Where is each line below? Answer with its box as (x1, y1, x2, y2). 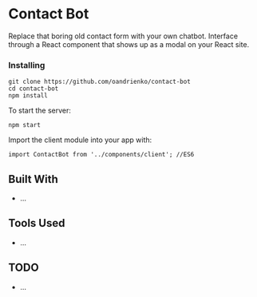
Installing (8, 59, 45, 70)
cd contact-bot (8, 85, 59, 93)
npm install (8, 92, 48, 100)
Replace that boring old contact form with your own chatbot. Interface (8, 31, 238, 41)
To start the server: (8, 105, 72, 116)
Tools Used (8, 216, 65, 230)
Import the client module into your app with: (8, 135, 152, 145)
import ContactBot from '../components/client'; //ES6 (8, 151, 195, 159)
